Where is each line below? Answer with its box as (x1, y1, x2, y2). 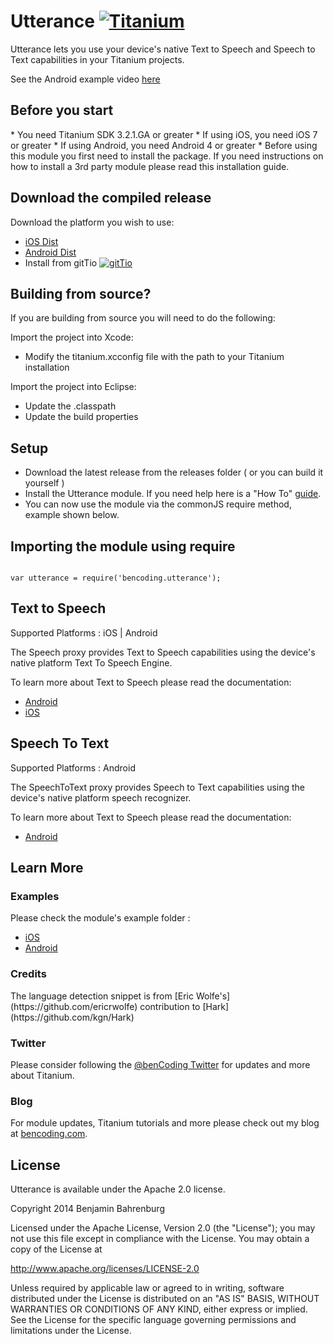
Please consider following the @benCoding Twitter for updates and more (10, 1058, 311, 1070)
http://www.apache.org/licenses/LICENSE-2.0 (10, 1263, 200, 1275)
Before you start (10, 102, 114, 119)
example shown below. (24, 509, 120, 521)
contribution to (139, 1000, 201, 1012)
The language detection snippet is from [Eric (10, 990, 194, 1002)
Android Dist (24, 246, 77, 258)
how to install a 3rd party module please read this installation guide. (10, 160, 290, 172)
